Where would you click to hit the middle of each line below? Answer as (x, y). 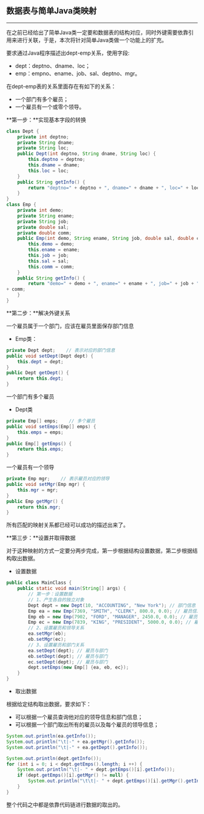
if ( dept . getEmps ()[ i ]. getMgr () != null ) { (73, 775)
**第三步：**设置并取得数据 (41, 538)
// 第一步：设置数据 (50, 594)
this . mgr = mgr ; (38, 490)
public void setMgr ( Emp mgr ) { (46, 485)
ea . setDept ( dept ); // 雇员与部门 (68, 651)
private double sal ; (43, 227)
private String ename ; (46, 216)
